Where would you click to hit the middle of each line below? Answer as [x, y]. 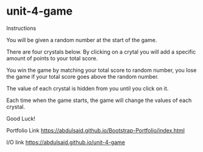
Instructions [21, 28]
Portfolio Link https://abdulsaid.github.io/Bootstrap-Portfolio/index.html [95, 130]
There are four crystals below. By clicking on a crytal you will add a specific [101, 52]
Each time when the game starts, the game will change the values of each [99, 100]
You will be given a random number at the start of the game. [82, 40]
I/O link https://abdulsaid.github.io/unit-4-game [66, 142]
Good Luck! [21, 118]
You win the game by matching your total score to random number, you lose [101, 70]
